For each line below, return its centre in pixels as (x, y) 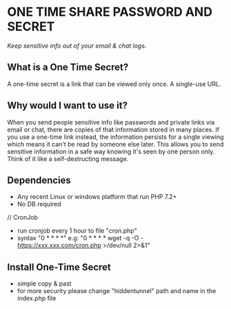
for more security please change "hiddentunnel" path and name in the (117, 291)
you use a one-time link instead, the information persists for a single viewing (115, 137)
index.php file (37, 298)
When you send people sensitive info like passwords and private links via (111, 122)
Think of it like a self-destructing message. (68, 158)
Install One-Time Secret (59, 267)
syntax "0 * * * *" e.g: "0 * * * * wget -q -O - (80, 238)
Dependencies (39, 180)
